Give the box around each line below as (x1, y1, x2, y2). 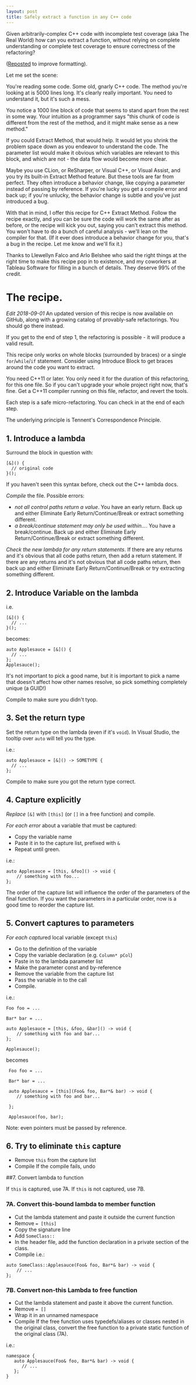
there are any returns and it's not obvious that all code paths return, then (6, 559, 181, 566)
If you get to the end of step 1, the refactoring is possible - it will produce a (6, 334, 185, 341)
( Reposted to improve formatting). (6, 60, 87, 67)
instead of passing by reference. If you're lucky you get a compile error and (6, 185, 188, 192)
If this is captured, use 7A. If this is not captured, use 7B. (6, 1185, 145, 1192)
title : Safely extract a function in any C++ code (6, 14, 132, 20)
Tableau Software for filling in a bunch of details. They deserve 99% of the (6, 264, 185, 271)
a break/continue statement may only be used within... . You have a (14, 522, 176, 529)
